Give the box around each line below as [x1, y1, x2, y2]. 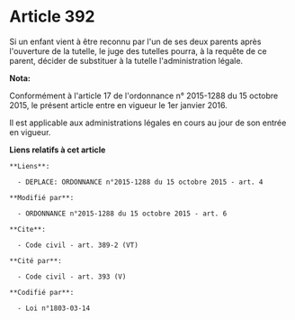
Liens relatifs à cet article [9, 144, 106, 155]
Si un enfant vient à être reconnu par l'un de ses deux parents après [9, 36, 262, 47]
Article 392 [9, 6, 95, 27]
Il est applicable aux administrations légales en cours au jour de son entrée [9, 117, 287, 128]
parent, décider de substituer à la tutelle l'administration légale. [9, 55, 244, 66]
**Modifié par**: [9, 193, 75, 202]
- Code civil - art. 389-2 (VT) [17, 241, 139, 250]
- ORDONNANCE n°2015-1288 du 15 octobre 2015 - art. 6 [17, 209, 228, 218]
